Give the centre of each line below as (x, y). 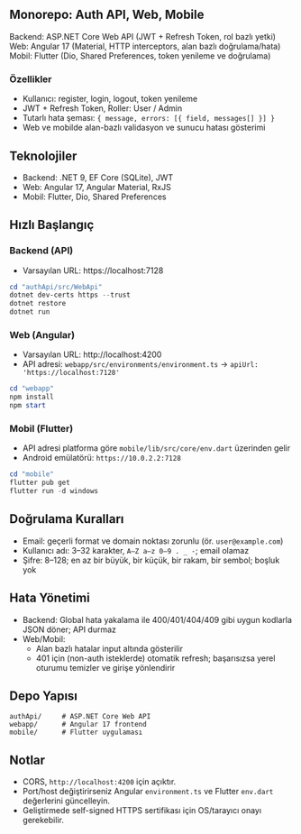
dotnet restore (38, 304)
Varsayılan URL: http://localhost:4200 (92, 354)
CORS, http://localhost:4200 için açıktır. (99, 782)
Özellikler (31, 78)
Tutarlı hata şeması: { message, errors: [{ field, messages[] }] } (148, 118)
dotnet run (30, 312)
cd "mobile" (32, 474)
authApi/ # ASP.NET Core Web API (80, 717)
